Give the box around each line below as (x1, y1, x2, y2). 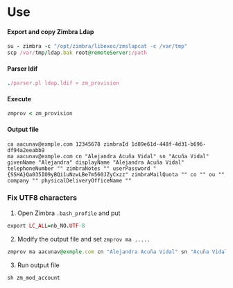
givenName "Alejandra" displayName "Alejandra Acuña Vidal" (7, 159, 185, 166)
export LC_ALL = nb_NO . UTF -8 (7, 222, 85, 229)
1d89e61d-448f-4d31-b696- (131, 140, 207, 148)
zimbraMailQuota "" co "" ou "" (131, 171, 225, 178)
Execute (7, 94, 31, 103)
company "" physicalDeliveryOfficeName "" (7, 177, 132, 184)
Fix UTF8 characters (7, 193, 78, 203)
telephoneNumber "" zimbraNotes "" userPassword (7, 164, 150, 172)
